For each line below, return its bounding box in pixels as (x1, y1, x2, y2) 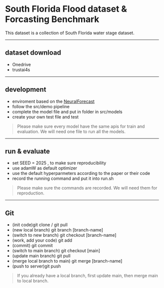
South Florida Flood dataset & (5, 3, 127, 15)
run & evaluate (5, 147, 50, 155)
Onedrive (12, 61, 31, 67)
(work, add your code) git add (12, 237, 72, 243)
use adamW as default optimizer (12, 165, 77, 171)
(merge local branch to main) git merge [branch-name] (12, 258, 123, 264)
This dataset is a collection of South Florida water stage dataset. (5, 30, 135, 36)
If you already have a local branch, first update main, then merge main (17, 273, 159, 279)
